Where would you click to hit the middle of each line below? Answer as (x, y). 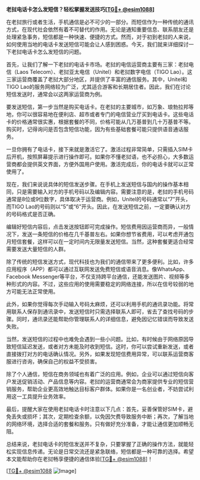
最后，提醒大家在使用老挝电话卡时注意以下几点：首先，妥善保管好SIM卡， (97, 409)
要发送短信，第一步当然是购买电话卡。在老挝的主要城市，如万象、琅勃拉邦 (97, 107)
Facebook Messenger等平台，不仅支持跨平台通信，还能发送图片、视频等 (95, 277)
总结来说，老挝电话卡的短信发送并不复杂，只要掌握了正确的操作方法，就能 (97, 444)
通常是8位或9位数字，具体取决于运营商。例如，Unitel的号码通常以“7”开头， (99, 199)
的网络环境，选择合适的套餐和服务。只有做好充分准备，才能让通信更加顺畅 (97, 424)
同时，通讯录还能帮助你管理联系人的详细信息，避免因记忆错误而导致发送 (105, 319)
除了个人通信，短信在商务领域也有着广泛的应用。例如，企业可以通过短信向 (97, 374)
